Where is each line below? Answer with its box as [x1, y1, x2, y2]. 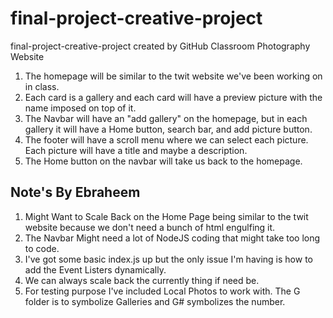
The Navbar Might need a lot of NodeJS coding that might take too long [24, 232, 321, 244]
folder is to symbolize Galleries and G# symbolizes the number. [24, 295, 286, 307]
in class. [24, 80, 60, 92]
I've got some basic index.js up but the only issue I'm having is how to [24, 253, 313, 265]
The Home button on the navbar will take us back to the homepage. [24, 155, 303, 167]
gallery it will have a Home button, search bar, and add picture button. [24, 123, 313, 135]
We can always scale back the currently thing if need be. [24, 274, 260, 286]
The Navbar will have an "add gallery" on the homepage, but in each [24, 112, 308, 124]
